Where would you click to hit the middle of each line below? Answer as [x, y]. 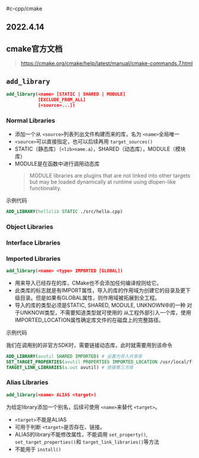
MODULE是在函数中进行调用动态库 [57, 164]
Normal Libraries [31, 120]
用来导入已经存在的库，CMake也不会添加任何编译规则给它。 [88, 283]
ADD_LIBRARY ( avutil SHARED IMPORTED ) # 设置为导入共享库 [74, 356]
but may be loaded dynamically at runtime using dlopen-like [102, 182]
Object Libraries [30, 226]
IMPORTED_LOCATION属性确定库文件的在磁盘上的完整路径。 [89, 320]
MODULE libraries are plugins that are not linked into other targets [110, 175]
